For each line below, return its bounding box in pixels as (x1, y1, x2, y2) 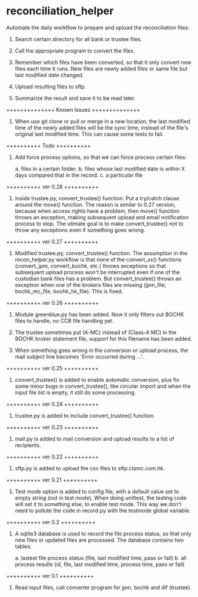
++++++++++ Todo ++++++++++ (6, 142, 91, 149)
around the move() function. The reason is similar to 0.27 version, (14, 201, 176, 208)
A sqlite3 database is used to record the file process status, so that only (14, 530, 192, 537)
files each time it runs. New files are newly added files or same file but (14, 65, 188, 72)
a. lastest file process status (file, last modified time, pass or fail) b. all (14, 554, 187, 561)
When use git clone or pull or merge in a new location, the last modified (14, 118, 190, 125)
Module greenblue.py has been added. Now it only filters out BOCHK (14, 311, 184, 318)
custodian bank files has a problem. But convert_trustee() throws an (14, 275, 182, 282)
